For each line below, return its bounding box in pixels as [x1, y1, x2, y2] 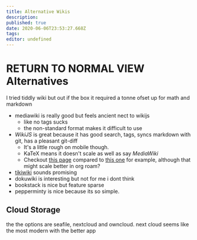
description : [6, 14, 39, 20]
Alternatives [6, 75, 69, 88]
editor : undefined [6, 36, 52, 42]
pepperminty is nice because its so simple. [14, 188, 120, 195]
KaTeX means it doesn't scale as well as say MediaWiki [23, 150, 158, 157]
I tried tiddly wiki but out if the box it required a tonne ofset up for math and [6, 94, 190, 101]
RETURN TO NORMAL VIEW [6, 62, 145, 75]
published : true [6, 20, 46, 26]
